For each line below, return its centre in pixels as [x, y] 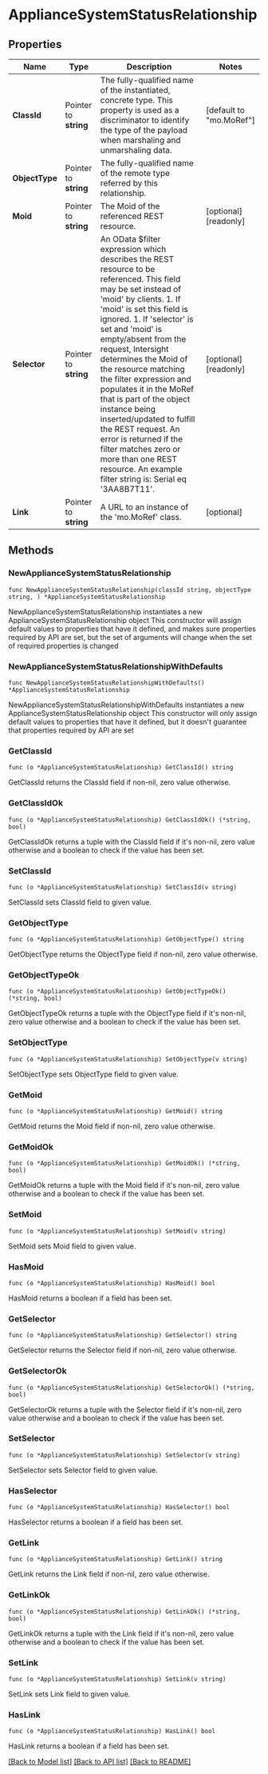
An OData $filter [130, 239]
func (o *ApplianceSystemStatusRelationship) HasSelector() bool [119, 1508]
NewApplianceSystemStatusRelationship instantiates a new [106, 611]
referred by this [129, 183]
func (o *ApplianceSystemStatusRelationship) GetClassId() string [121, 768]
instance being [128, 409]
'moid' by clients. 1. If [140, 299]
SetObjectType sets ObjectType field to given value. [94, 1074]
